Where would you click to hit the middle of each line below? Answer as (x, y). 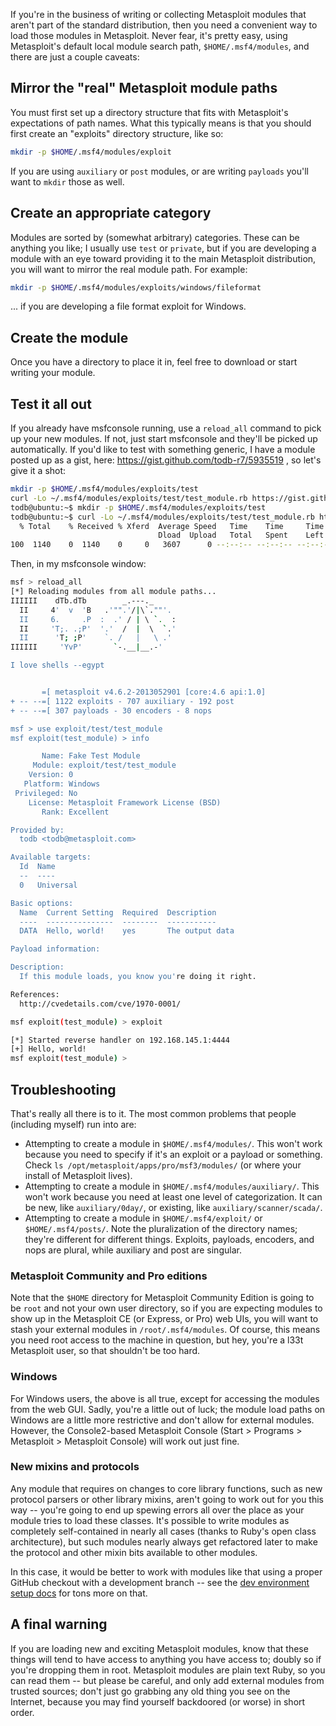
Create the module (69, 337)
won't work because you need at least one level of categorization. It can (173, 1196)
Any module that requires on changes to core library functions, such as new (166, 1488)
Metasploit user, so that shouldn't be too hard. (105, 1351)
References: (35, 994)
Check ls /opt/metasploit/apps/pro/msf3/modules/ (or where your (163, 1165)
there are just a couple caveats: (75, 57)
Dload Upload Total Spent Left (241, 535)
